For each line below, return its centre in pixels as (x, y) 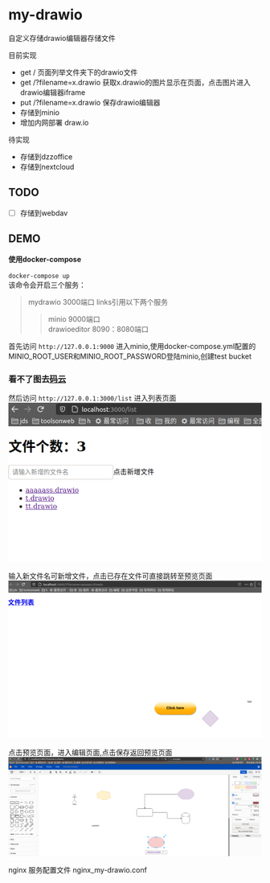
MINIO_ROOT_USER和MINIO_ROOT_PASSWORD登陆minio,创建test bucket (130, 356)
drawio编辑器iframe (53, 92)
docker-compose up (39, 276)
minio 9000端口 (74, 318)
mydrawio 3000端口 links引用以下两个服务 (98, 302)
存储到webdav (44, 213)
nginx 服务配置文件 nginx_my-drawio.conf (78, 870)
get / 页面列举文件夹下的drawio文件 (79, 72)
